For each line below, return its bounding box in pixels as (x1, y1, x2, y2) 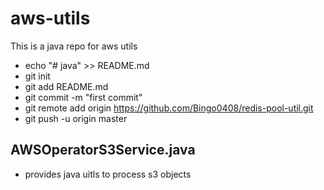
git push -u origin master (24, 112, 128, 124)
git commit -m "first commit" (24, 91, 143, 103)
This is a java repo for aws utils (10, 40, 138, 52)
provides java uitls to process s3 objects (24, 168, 192, 180)
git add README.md (24, 80, 109, 92)
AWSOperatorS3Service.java (10, 142, 196, 159)
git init (24, 70, 51, 82)
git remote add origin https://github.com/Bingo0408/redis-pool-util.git (24, 102, 314, 114)
